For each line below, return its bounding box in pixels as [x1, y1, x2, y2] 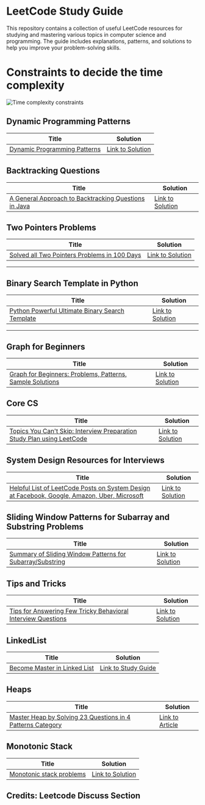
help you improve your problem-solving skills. [6, 44, 121, 51]
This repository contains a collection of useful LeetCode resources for [6, 24, 183, 32]
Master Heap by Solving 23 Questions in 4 [9, 713, 131, 721]
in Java [9, 202, 31, 210]
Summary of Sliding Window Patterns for [9, 550, 126, 559]
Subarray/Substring [9, 557, 66, 566]
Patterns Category [9, 720, 62, 729]
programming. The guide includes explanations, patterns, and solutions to [6, 37, 192, 45]
